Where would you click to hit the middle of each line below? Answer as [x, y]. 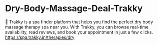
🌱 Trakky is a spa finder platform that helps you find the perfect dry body [79, 22]
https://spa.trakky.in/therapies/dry [40, 37]
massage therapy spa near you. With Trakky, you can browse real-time [77, 27]
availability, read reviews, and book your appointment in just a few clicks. [79, 32]
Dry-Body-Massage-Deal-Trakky [74, 8]
